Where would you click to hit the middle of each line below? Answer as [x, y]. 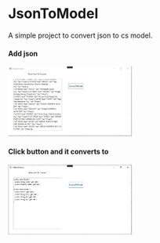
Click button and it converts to [58, 152]
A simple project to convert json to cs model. [80, 35]
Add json [23, 53]
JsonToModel [53, 14]
